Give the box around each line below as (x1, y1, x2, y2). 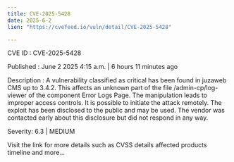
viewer (7, 91, 27, 99)
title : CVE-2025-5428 (7, 10, 71, 18)
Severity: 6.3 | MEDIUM (7, 127, 75, 136)
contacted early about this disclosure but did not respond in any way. (7, 113, 209, 122)
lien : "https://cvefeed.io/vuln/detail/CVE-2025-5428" (7, 23, 172, 30)
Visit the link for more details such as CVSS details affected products (7, 141, 207, 149)
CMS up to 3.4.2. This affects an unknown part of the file (7, 84, 173, 92)
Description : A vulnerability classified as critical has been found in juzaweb (7, 76, 227, 85)
